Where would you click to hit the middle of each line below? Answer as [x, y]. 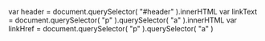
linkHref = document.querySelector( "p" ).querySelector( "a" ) [111, 29]
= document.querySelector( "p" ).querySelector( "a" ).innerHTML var [123, 20]
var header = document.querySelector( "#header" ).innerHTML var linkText [133, 12]
